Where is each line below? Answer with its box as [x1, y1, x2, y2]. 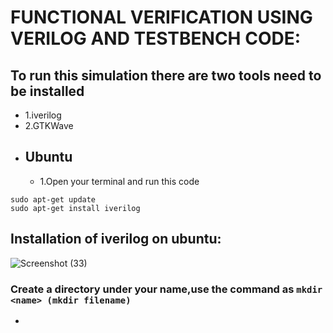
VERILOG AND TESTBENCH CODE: [10, 27, 302, 50]
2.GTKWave [24, 120, 74, 131]
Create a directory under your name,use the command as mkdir [10, 282, 323, 296]
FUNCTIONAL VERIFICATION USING [10, 6, 313, 29]
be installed [10, 82, 85, 100]
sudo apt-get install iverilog [10, 203, 141, 213]
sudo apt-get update [10, 194, 97, 205]
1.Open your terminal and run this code [39, 175, 200, 187]
